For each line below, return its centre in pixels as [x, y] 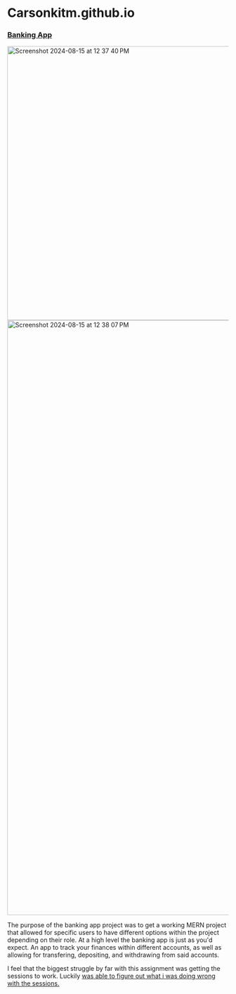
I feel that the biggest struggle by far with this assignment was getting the [114, 969]
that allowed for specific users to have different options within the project [113, 933]
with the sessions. [33, 983]
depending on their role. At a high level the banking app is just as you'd [110, 940]
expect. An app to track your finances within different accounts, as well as [114, 948]
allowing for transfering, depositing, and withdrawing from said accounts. [113, 955]
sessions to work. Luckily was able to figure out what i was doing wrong [111, 976]
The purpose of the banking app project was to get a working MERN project [117, 925]
